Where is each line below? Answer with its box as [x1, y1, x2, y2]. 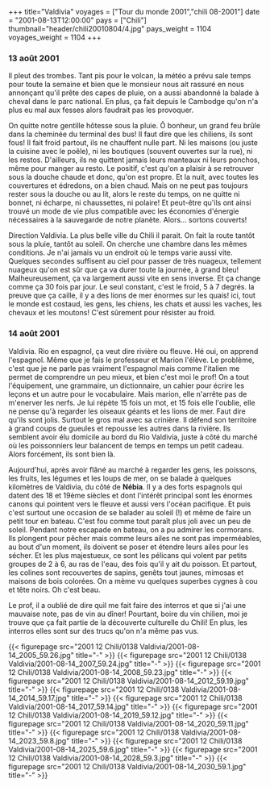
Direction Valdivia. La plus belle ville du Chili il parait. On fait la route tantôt [8, 231, 255, 240]
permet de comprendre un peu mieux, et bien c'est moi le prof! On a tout [8, 372, 250, 381]
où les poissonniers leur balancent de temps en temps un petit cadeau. [8, 440, 244, 450]
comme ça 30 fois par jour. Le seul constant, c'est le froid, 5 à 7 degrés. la [8, 282, 255, 292]
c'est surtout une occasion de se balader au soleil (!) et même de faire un [8, 507, 251, 517]
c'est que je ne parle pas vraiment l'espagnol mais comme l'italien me [8, 363, 240, 373]
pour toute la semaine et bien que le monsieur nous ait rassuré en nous [8, 80, 244, 90]
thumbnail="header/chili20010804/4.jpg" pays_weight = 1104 [8, 24, 212, 33]
